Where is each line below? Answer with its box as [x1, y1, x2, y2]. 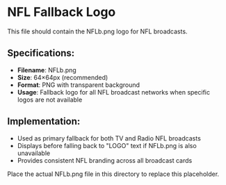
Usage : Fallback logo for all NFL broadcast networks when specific [17, 88, 211, 96]
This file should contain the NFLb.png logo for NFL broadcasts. [7, 27, 188, 35]
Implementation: [7, 115, 81, 127]
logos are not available [17, 95, 83, 104]
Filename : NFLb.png [17, 65, 76, 74]
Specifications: [7, 47, 75, 59]
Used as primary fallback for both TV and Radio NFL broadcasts [17, 134, 202, 143]
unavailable [17, 149, 51, 157]
